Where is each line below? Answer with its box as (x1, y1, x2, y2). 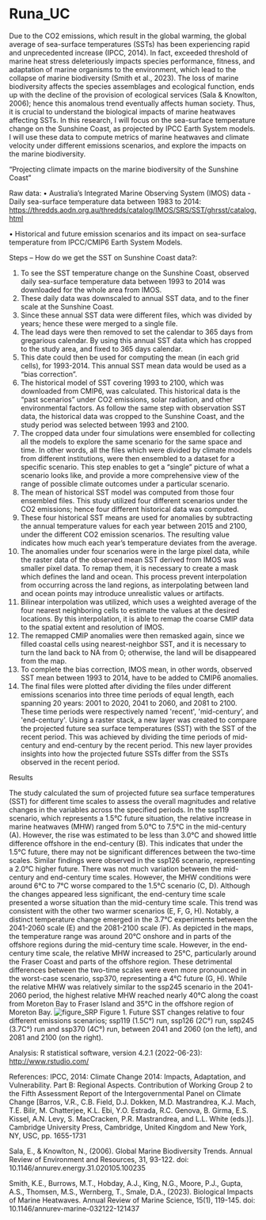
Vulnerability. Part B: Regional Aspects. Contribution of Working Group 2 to (9, 1080, 253, 1090)
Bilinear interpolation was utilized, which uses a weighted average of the (20, 597, 257, 606)
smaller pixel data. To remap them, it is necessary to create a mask (20, 563, 239, 572)
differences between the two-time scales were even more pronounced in (9, 965, 247, 975)
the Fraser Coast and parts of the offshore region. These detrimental (9, 956, 233, 966)
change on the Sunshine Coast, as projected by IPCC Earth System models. (9, 124, 256, 133)
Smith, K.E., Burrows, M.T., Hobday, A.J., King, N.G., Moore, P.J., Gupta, (9, 1178, 243, 1187)
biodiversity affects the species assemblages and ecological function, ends (9, 81, 255, 91)
